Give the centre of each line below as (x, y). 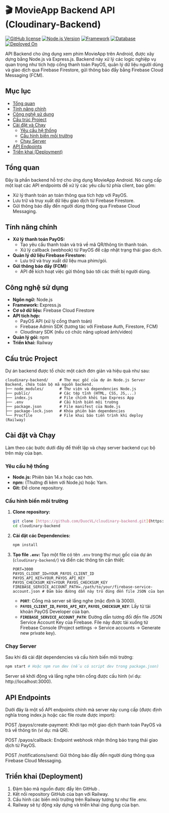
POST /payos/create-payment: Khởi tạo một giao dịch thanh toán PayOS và (83, 725)
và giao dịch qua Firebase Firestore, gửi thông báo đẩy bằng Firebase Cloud (84, 70)
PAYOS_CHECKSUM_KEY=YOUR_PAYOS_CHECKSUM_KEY (60, 583)
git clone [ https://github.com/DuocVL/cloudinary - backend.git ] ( (81, 521)
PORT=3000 (23, 570)
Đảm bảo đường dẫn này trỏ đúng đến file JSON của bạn (105, 592)
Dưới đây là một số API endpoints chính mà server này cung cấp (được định (84, 710)
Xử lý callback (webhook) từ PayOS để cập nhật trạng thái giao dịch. (91, 250)
